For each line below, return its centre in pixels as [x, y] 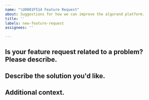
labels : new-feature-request [35, 23]
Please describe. [31, 59]
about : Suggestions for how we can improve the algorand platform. [75, 14]
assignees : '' [19, 28]
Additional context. [35, 92]
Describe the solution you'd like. [55, 76]
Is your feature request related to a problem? [74, 52]
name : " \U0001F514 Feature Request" [42, 10]
